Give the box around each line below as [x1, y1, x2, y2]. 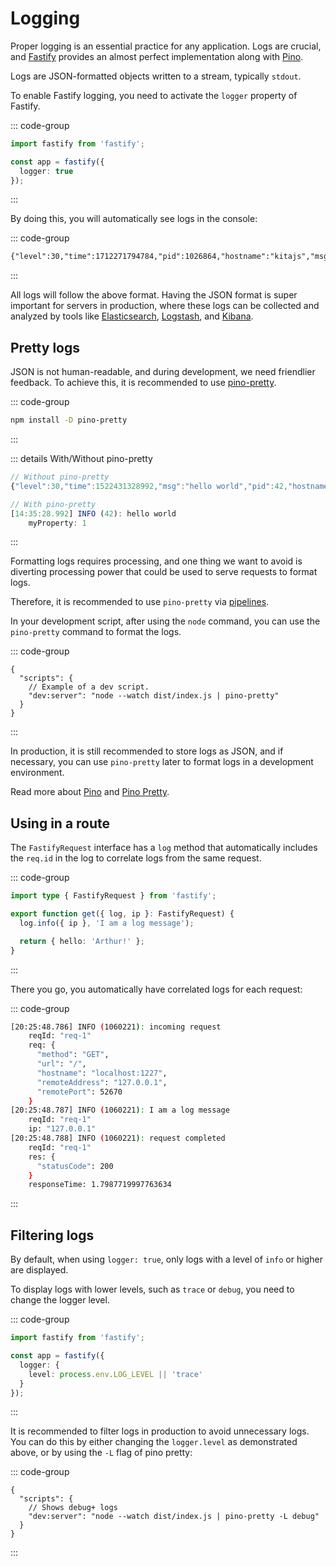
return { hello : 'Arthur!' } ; [19, 936, 145, 946]
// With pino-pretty [10, 499, 97, 509]
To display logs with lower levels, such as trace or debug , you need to [10, 1283, 295, 1296]
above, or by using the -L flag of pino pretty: [10, 1447, 193, 1459]
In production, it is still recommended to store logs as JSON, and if [10, 745, 284, 757]
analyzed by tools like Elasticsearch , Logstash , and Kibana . [10, 310, 254, 322]
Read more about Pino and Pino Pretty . [10, 786, 170, 798]
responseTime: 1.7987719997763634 [28, 1180, 172, 1190]
